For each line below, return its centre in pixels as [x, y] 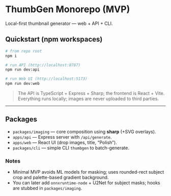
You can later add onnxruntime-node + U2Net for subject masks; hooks [86, 183]
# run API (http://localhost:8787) [43, 65]
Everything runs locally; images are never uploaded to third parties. [88, 99]
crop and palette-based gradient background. [61, 177]
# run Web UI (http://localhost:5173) [46, 79]
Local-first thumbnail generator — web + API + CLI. [59, 23]
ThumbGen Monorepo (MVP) [68, 9]
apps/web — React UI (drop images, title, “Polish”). [65, 142]
